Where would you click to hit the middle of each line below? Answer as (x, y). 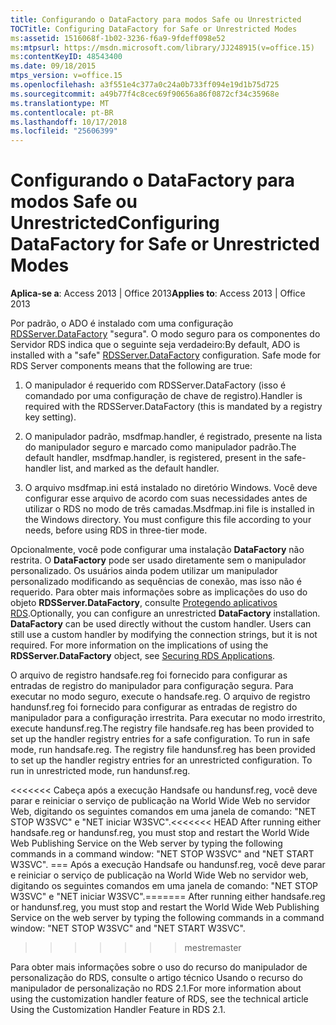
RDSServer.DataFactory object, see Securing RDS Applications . (143, 656)
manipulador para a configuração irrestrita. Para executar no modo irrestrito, (168, 718)
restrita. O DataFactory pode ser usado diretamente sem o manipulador (158, 560)
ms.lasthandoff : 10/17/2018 (69, 122)
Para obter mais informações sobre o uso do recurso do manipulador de (159, 967)
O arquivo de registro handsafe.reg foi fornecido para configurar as (149, 675)
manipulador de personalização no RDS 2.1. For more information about (156, 988)
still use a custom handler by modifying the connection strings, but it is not (164, 635)
